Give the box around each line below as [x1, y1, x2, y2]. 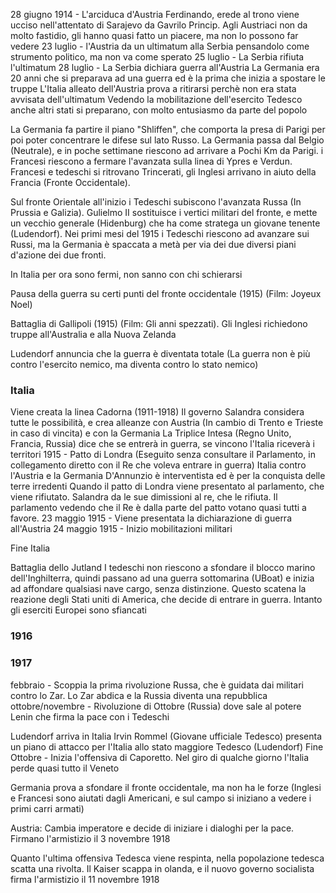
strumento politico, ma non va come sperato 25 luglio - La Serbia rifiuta [10, 51, 305, 63]
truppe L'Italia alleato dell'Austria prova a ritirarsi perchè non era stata [10, 83, 297, 94]
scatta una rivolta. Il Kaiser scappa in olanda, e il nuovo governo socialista [10, 862, 315, 874]
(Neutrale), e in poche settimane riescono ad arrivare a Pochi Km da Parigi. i [10, 145, 324, 156]
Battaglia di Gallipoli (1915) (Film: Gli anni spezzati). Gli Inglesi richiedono [10, 318, 308, 329]
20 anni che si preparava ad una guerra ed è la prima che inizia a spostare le [10, 72, 326, 84]
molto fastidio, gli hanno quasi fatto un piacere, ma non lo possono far [10, 30, 299, 41]
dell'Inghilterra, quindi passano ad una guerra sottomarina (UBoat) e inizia [10, 572, 315, 584]
